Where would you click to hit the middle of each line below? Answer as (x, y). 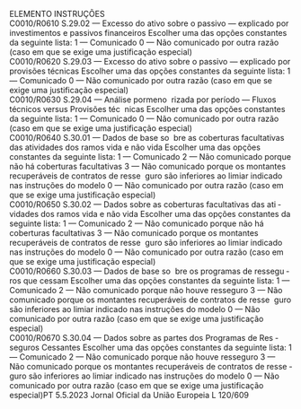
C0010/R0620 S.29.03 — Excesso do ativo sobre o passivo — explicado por (150, 61)
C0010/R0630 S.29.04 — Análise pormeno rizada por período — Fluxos (143, 100)
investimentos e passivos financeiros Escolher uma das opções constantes (148, 33)
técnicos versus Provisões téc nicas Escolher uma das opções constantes (147, 109)
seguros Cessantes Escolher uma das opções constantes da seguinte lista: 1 (150, 347)
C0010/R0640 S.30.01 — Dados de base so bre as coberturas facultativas (147, 138)
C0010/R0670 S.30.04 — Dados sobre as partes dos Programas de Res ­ (144, 338)
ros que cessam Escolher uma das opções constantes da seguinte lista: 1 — (150, 281)
